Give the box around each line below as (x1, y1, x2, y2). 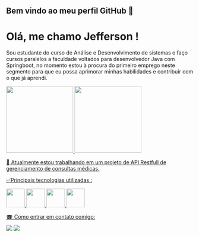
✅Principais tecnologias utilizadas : (6, 177, 93, 184)
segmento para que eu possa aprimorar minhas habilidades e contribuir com (6, 68, 194, 75)
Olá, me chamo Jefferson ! (6, 30, 139, 43)
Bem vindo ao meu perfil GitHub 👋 (6, 6, 134, 16)
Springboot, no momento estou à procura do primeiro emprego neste (6, 62, 175, 69)
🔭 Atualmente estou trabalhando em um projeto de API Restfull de (6, 159, 167, 166)
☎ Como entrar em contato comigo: (6, 213, 96, 220)
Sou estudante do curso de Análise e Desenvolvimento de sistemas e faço (6, 49, 188, 56)
